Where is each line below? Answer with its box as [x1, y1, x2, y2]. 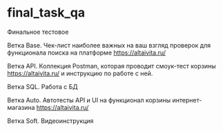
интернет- [172, 95, 202, 104]
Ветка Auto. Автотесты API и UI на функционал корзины [7, 95, 171, 104]
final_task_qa [7, 5, 85, 21]
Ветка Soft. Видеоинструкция [7, 116, 94, 125]
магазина [7, 103, 35, 111]
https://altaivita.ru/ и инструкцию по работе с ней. [7, 69, 153, 77]
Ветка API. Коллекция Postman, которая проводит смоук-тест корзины [7, 62, 216, 70]
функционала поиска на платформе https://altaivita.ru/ [7, 48, 166, 57]
